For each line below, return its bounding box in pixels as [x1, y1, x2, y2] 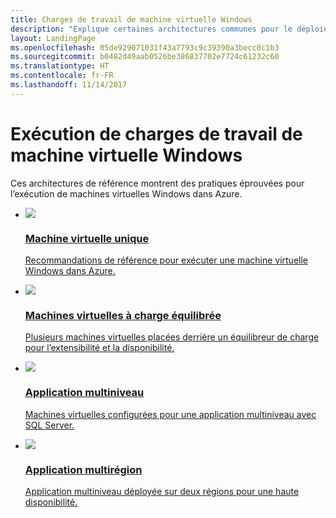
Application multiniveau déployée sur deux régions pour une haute [24, 485, 300, 497]
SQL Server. [24, 419, 75, 431]
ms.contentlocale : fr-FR [10, 71, 114, 81]
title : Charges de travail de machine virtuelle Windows [10, 14, 253, 25]
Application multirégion [24, 462, 143, 476]
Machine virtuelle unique [24, 231, 150, 245]
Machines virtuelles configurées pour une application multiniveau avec [24, 408, 317, 420]
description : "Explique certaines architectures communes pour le [10, 24, 293, 34]
